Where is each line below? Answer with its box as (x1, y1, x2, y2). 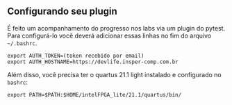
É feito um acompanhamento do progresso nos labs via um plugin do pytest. (7, 24, 226, 32)
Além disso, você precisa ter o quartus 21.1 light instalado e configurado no (7, 70, 222, 79)
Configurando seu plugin (7, 6, 118, 17)
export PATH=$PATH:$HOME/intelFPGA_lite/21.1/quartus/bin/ (7, 91, 182, 98)
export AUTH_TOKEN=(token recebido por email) (7, 52, 144, 59)
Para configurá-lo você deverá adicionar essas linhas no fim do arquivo (7, 31, 212, 40)
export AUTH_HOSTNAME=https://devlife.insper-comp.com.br (7, 58, 179, 65)
